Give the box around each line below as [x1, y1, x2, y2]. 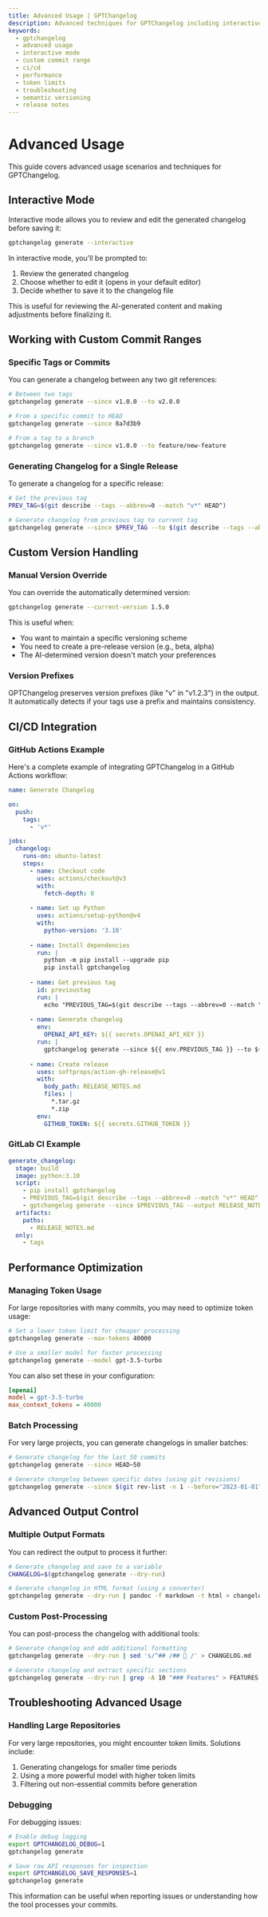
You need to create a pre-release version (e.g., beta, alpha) [19, 641, 215, 652]
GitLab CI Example [8, 1139, 81, 1150]
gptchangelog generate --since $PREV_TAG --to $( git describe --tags [8, 523, 245, 532]
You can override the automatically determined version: [8, 588, 191, 597]
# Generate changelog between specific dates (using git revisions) [8, 1476, 241, 1484]
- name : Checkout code [29, 867, 105, 875]
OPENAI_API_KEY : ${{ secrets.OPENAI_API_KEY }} [43, 1031, 205, 1039]
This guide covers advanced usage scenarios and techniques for [8, 162, 222, 172]
